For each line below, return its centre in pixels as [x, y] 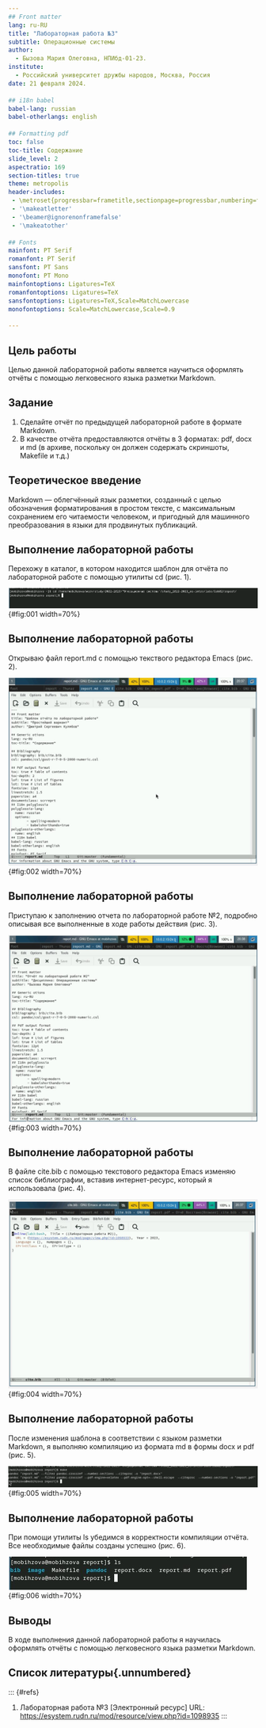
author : [21, 50]
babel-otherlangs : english [53, 117]
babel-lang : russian [42, 108]
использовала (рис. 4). [47, 1189]
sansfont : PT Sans [38, 268]
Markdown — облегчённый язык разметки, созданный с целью [115, 500]
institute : [26, 67]
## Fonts [23, 242]
